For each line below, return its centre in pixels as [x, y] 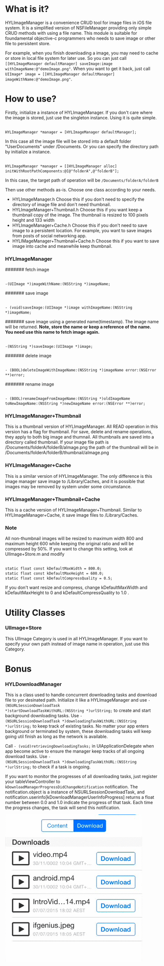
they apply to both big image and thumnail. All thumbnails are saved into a [80, 437]
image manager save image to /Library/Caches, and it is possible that [75, 481]
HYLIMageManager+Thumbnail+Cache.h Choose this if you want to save [86, 241]
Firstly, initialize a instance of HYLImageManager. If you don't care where [79, 112]
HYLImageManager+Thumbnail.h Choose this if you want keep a [77, 209]
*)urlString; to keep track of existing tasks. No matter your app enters [77, 726]
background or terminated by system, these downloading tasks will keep [78, 731]
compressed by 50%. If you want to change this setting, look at [69, 549]
